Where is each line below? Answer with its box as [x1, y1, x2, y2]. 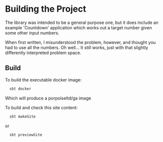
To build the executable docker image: [5, 77, 82, 82]
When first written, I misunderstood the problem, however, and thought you [5, 39, 156, 45]
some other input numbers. [5, 30, 60, 36]
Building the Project [5, 3, 87, 15]
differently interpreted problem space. [5, 50, 81, 56]
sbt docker [9, 86, 32, 91]
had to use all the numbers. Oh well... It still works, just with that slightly [5, 44, 148, 50]
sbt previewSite [9, 132, 42, 137]
